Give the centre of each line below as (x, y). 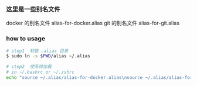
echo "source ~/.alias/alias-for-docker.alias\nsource (74, 78)
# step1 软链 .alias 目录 (37, 51)
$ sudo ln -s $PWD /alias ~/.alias (48, 56)
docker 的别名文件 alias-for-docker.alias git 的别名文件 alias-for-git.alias (93, 23)
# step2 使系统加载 (29, 67)
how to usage (26, 39)
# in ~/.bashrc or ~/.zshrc (40, 72)
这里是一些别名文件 (33, 9)
